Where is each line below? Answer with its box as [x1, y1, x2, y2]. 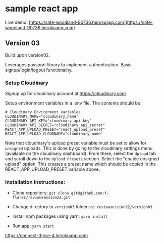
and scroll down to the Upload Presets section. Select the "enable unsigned [5, 156, 160, 162]
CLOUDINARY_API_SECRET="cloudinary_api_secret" [5, 123, 106, 128]
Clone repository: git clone [12, 190, 69, 196]
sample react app [5, 3, 78, 14]
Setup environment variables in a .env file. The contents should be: [5, 100, 142, 106]
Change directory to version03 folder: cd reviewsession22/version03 [12, 204, 153, 210]
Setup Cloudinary [5, 79, 49, 86]
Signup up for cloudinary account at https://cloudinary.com [5, 91, 126, 97]
